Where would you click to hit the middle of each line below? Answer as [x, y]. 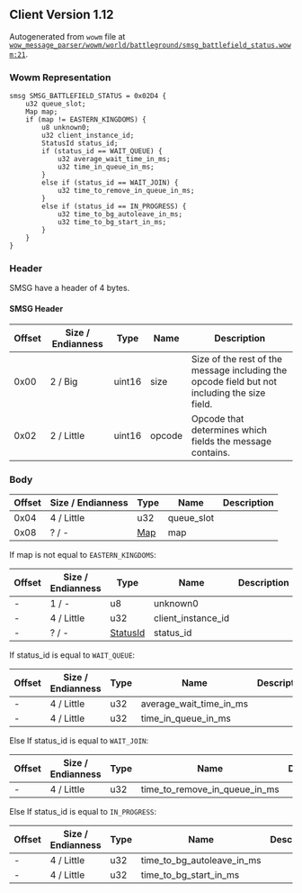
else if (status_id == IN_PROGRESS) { [114, 206]
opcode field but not [234, 381]
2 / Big [64, 381]
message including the [240, 370]
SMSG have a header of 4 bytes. [70, 288]
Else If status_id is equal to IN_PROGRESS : [83, 811]
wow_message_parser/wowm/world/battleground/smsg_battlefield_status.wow [151, 45]
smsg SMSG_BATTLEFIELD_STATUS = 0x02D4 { [88, 96]
